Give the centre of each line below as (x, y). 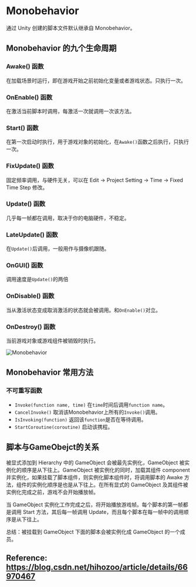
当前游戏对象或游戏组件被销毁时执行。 (52, 341)
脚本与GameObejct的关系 (53, 447)
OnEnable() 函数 (29, 97)
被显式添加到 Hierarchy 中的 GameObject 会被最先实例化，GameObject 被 (95, 462)
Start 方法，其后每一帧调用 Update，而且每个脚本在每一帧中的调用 (103, 512)
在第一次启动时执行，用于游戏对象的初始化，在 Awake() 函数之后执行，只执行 (98, 142)
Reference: (27, 558)
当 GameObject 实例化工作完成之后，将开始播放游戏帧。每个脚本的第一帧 (95, 504)
